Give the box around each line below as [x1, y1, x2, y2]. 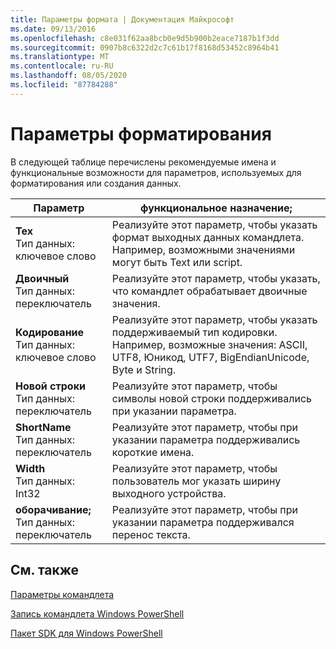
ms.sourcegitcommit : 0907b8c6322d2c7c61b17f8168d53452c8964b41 [10, 42, 280, 53]
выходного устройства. [111, 486, 227, 500]
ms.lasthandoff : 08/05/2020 [10, 71, 128, 81]
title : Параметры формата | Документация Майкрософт [10, 14, 235, 25]
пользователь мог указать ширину [111, 474, 282, 488]
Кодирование [15, 325, 85, 339]
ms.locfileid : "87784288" [10, 80, 118, 90]
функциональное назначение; [139, 201, 293, 215]
